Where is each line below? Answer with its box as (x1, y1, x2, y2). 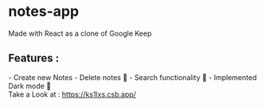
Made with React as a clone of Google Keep (8, 29, 153, 38)
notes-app (8, 2, 80, 21)
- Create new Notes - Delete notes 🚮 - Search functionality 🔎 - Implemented (8, 72, 257, 82)
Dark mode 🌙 (8, 81, 52, 90)
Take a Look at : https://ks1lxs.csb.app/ (8, 90, 137, 99)
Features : (8, 52, 60, 65)
